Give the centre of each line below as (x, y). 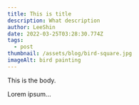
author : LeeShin (31, 27)
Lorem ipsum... (29, 94)
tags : (15, 40)
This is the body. (32, 80)
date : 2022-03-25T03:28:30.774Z (55, 34)
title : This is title (40, 14)
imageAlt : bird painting (44, 60)
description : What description (54, 21)
